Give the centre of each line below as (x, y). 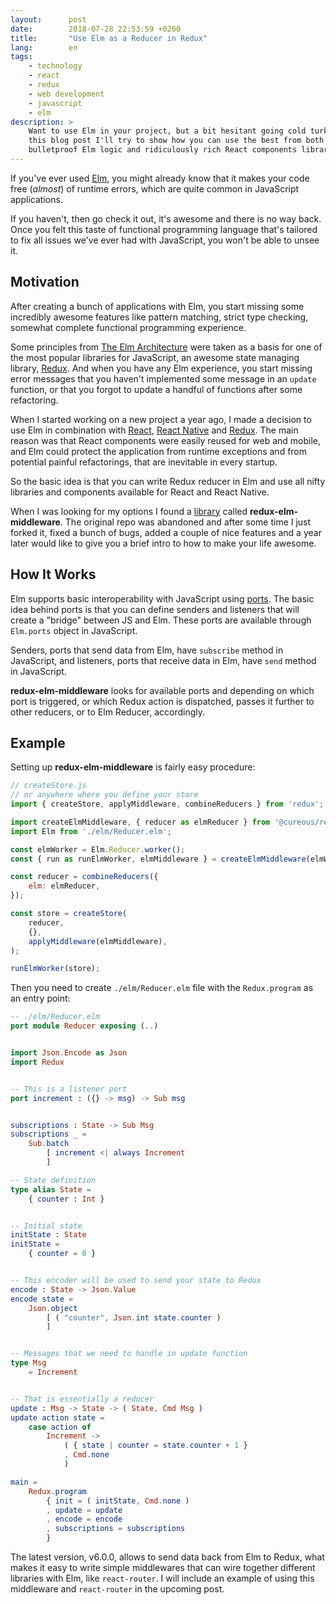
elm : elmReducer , (64, 886)
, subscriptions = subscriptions (116, 1529)
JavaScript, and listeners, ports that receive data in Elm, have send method (163, 660)
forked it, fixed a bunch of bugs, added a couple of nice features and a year (166, 532)
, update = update (84, 1510)
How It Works (53, 574)
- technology (55, 66)
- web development (66, 94)
